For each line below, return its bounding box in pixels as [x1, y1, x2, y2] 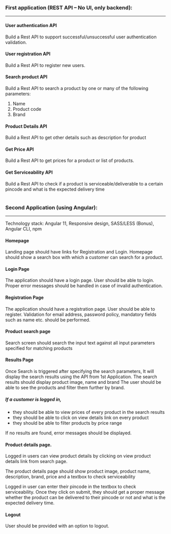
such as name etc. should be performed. [5, 316, 91, 323]
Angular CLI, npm [5, 226, 42, 232]
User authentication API [5, 22, 57, 28]
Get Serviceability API [5, 169, 53, 175]
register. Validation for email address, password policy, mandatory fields [5, 311, 157, 317]
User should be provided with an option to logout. [5, 523, 109, 529]
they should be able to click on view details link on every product [12, 414, 149, 421]
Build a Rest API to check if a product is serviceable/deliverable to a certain [5, 180, 163, 187]
